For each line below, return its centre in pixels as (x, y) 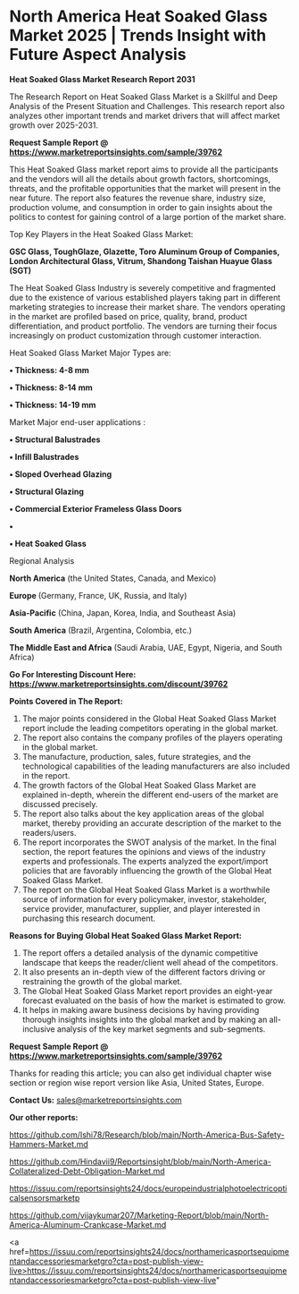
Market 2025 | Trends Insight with (138, 35)
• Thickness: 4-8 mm (49, 370)
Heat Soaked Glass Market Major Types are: (90, 353)
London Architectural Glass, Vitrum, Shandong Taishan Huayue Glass (141, 260)
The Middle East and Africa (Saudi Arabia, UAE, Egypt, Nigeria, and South (146, 647)
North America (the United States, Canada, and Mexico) (113, 578)
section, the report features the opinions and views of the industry (144, 851)
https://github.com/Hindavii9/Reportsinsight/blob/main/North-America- (141, 1162)
